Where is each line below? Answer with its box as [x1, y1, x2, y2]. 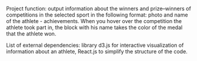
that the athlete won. [6, 30, 56, 37]
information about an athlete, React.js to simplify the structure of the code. [6, 48, 188, 55]
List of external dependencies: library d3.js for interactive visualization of [6, 41, 184, 49]
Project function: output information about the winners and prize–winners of [6, 5, 191, 12]
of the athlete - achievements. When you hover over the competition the [6, 18, 182, 24]
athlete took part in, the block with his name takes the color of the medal [6, 24, 183, 31]
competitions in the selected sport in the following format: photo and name [6, 11, 188, 18]
